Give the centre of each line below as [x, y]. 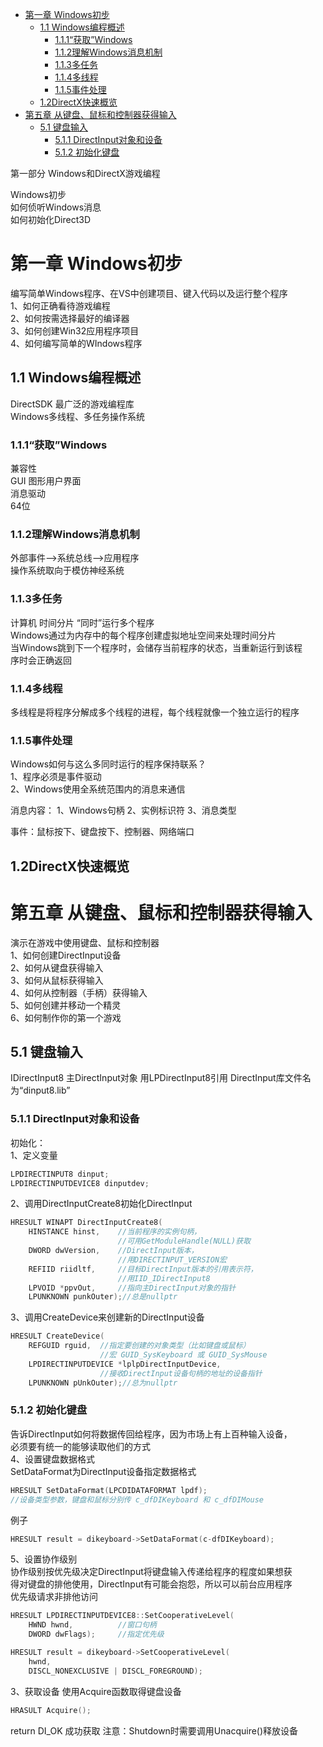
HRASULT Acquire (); [51, 1710]
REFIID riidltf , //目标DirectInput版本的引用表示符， [143, 1269]
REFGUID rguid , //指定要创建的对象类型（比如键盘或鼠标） [139, 1346]
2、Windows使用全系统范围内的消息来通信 [98, 789]
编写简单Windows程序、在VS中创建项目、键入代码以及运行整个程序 [149, 293]
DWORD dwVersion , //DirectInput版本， [113, 1251]
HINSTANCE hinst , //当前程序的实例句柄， [115, 1232]
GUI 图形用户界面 [46, 481]
